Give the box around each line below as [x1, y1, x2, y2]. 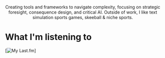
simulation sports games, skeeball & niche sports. [32, 15, 133, 20]
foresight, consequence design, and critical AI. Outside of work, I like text [8, 9, 158, 15]
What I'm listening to [5, 32, 92, 43]
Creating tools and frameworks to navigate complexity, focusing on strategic [5, 4, 161, 10]
